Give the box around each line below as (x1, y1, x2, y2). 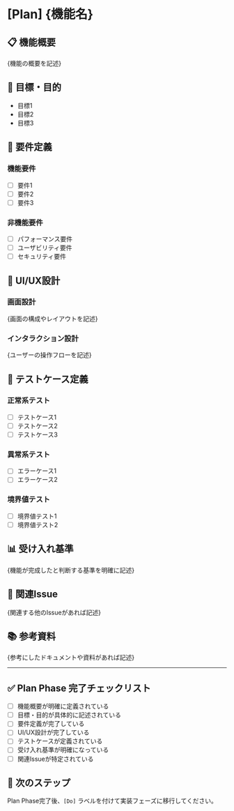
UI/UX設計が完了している (17, 728, 90, 736)
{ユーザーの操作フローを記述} (7, 351, 92, 359)
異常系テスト (7, 449, 51, 459)
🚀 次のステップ (7, 777, 71, 789)
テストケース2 (17, 421, 58, 430)
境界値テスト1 (17, 512, 57, 520)
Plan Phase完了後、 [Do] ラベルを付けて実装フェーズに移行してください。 (7, 796, 218, 805)
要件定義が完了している (17, 720, 85, 728)
